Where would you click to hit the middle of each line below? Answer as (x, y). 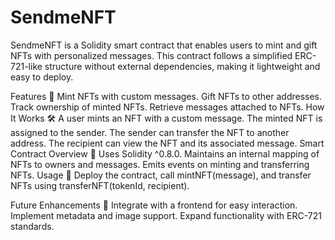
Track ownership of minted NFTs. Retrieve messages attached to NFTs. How (167, 107)
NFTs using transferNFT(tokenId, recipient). (100, 185)
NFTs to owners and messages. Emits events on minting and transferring (160, 164)
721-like (26, 66)
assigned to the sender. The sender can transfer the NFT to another (150, 132)
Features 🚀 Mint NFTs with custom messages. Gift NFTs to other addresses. (166, 96)
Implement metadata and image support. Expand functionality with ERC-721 (166, 215)
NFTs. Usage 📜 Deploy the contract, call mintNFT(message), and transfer (161, 175)
